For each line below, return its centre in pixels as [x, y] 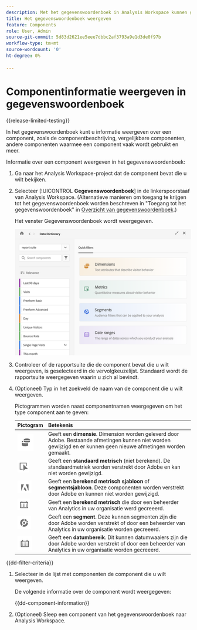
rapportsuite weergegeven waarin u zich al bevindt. [77, 377]
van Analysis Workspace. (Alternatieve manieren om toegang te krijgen [100, 197]
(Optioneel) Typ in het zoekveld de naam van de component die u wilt [98, 388]
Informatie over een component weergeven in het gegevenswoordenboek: [96, 162]
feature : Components [31, 25]
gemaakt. [59, 452]
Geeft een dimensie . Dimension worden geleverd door [113, 433]
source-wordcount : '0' [34, 50]
